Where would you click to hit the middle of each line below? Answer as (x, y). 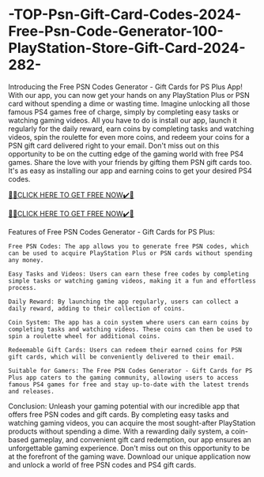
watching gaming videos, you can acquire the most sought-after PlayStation (132, 423)
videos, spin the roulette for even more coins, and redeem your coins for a (129, 137)
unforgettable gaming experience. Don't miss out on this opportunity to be (129, 448)
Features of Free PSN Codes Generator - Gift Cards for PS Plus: (111, 231)
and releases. (32, 391)
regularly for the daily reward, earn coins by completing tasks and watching (131, 129)
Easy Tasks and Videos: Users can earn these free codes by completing (128, 274)
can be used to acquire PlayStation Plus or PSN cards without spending (130, 253)
